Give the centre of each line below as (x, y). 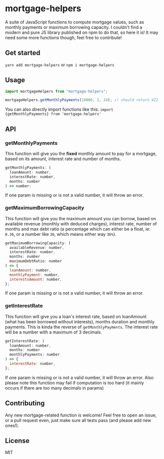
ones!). (12, 425)
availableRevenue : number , (37, 248)
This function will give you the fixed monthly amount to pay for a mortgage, (81, 154)
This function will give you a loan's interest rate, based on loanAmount (76, 316)
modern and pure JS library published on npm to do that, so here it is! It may (82, 32)
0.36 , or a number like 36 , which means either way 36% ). (61, 234)
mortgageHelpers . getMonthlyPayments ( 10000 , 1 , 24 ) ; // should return (77, 100)
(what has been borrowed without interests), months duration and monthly (80, 322)
